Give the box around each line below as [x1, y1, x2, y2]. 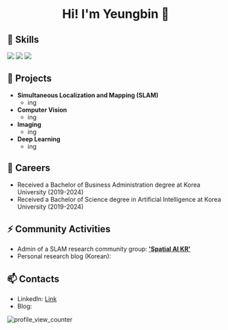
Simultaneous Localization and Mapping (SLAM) [17, 91, 158, 99]
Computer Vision [17, 105, 68, 114]
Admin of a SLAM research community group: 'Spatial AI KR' [17, 245, 191, 254]
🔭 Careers [7, 162, 50, 174]
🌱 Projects [7, 72, 52, 85]
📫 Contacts [7, 273, 60, 285]
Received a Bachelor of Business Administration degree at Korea [17, 181, 201, 189]
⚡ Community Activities [7, 223, 111, 235]
